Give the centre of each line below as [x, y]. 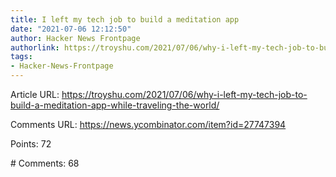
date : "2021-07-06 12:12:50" [71, 29]
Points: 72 [31, 144]
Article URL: [35, 94]
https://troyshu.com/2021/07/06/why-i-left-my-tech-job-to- [184, 94]
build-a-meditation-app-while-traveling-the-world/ [115, 105]
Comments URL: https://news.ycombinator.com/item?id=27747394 [148, 124]
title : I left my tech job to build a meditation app [125, 19]
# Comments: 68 [45, 163]
